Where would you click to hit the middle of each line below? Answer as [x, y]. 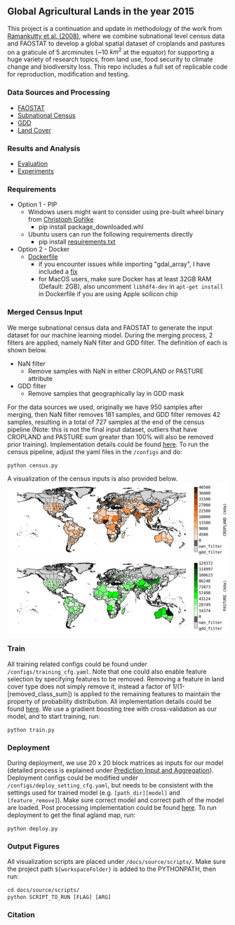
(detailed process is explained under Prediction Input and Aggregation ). [110, 771]
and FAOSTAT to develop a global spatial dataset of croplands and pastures [116, 43]
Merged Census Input [45, 312]
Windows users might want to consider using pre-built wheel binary [126, 212]
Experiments [35, 171]
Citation [21, 915]
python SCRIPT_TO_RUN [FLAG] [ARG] [59, 898]
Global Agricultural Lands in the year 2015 [101, 12]
